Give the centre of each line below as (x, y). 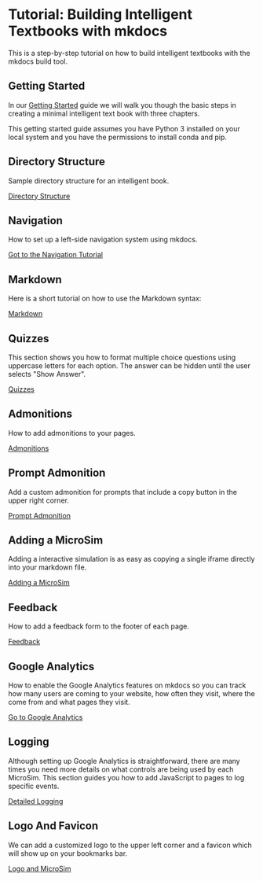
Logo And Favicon (53, 826)
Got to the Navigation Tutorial (56, 255)
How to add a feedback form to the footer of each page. (99, 626)
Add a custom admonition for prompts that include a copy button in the (123, 492)
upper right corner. (38, 500)
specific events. (34, 786)
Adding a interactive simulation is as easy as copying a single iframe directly (131, 559)
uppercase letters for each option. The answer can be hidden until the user (130, 366)
